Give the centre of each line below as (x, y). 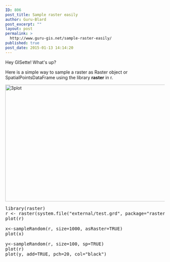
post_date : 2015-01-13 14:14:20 (39, 48)
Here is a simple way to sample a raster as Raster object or (67, 72)
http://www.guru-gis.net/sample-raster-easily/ (61, 39)
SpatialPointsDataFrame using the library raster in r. (59, 77)
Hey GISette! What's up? (31, 62)
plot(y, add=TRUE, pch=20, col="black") (56, 254)
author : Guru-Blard (26, 19)
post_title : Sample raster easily (42, 15)
